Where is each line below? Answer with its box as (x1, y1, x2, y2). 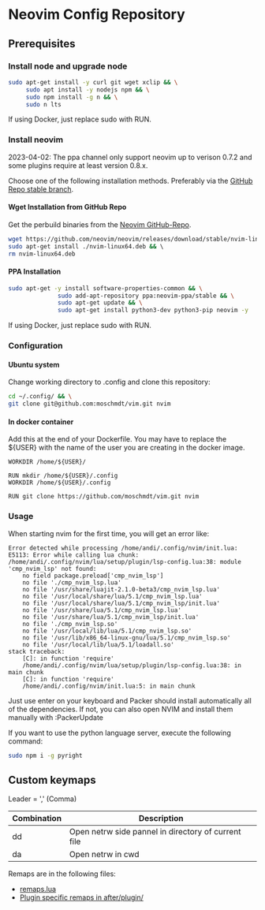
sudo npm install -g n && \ (25, 93, 118, 101)
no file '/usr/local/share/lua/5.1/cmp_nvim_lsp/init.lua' (22, 599, 221, 607)
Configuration (8, 341, 63, 352)
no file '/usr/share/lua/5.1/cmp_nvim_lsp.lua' (22, 606, 181, 614)
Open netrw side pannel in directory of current (69, 826, 241, 837)
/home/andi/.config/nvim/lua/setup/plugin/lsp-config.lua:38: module (8, 558, 242, 565)
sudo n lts (25, 100, 62, 108)
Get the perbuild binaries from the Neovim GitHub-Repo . (8, 219, 192, 229)
